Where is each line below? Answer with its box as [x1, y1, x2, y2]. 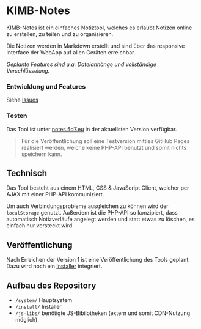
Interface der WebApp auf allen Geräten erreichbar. [6, 48, 136, 56]
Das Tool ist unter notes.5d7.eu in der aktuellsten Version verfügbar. [6, 125, 177, 133]
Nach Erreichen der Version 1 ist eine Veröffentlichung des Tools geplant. [6, 256, 191, 264]
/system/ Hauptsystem [15, 296, 73, 303]
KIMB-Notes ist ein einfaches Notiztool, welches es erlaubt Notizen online [6, 24, 192, 31]
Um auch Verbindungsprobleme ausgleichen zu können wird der [6, 202, 169, 210]
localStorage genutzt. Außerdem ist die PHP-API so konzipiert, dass [6, 209, 178, 216]
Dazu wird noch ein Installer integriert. [6, 262, 103, 270]
